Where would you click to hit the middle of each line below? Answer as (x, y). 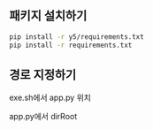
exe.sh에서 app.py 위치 (50, 98)
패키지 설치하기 (48, 16)
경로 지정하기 (43, 75)
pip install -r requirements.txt (71, 45)
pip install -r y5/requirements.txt (76, 37)
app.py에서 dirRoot (43, 117)
